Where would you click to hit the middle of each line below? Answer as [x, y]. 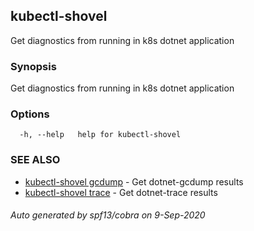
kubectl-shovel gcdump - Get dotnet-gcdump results [134, 181]
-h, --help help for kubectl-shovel [100, 135]
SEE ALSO [35, 160]
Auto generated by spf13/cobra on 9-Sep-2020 [108, 215]
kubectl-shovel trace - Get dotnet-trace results [121, 192]
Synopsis [33, 66]
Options [30, 114]
